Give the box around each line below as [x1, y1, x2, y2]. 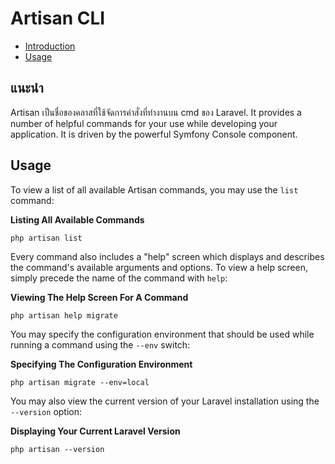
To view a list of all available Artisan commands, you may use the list [10, 183, 299, 196]
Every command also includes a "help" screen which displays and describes [10, 250, 325, 262]
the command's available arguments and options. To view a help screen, [10, 261, 308, 273]
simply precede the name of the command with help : [10, 272, 228, 284]
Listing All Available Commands [10, 213, 145, 226]
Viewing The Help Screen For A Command [10, 291, 189, 303]
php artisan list [10, 233, 83, 243]
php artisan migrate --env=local [10, 377, 150, 387]
